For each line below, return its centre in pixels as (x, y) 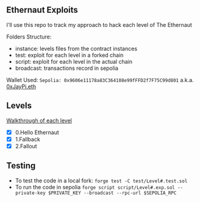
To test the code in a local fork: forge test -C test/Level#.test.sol (101, 181)
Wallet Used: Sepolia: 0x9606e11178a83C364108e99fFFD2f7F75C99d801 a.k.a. (100, 80)
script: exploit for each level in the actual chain (74, 61)
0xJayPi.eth (21, 86)
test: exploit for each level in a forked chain (69, 55)
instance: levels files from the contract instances (76, 48)
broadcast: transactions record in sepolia (67, 68)
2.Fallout (26, 146)
